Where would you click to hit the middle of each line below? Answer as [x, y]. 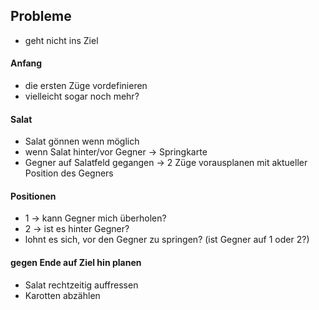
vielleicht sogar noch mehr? [82, 96]
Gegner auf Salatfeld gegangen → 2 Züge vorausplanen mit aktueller [166, 163]
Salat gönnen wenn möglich [82, 141]
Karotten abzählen [62, 295]
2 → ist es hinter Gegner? [77, 229]
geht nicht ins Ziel [61, 40]
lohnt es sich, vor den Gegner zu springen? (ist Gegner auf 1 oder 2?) [167, 240]
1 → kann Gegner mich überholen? [95, 218]
